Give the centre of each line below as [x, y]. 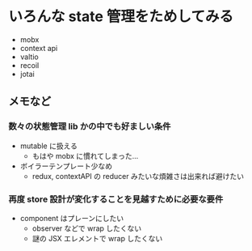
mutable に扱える [49, 146]
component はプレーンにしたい [71, 218]
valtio [29, 57]
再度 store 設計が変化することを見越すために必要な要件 [116, 199]
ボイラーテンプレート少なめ [66, 166]
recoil [29, 65]
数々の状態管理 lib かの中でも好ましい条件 [90, 126]
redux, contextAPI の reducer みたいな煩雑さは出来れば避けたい [138, 176]
